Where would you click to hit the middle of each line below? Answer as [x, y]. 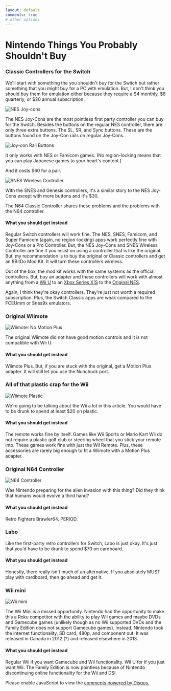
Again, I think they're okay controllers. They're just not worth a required [80, 292]
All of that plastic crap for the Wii [47, 384]
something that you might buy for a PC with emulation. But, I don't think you [85, 88]
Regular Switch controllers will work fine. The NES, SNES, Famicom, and [81, 234]
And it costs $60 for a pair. [33, 170]
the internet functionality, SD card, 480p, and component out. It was [77, 633]
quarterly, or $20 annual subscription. [45, 99]
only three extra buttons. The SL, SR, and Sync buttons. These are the [79, 130]
